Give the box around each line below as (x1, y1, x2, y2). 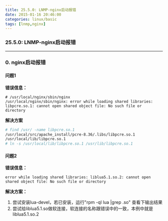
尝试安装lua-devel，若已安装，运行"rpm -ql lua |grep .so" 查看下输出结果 (12, 199, 162, 205)
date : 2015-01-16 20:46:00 (5, 12, 61, 17)
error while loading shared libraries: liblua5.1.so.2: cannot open (5, 175, 151, 180)
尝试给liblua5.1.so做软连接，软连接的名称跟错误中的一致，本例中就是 (12, 205, 153, 211)
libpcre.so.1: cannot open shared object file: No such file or (5, 103, 142, 108)
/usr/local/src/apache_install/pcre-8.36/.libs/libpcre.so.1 (5, 132, 135, 137)
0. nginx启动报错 (5, 59, 46, 66)
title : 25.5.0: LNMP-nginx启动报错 (5, 7, 76, 13)
